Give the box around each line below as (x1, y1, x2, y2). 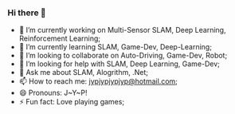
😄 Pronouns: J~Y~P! (18, 88, 88, 98)
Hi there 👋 (7, 7, 47, 18)
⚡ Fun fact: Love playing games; (18, 97, 125, 107)
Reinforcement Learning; (18, 33, 101, 43)
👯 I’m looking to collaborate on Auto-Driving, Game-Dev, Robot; (18, 51, 228, 61)
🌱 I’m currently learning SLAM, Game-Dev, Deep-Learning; (18, 42, 213, 52)
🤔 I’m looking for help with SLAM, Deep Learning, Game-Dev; (18, 59, 221, 69)
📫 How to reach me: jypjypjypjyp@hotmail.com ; (18, 77, 178, 86)
